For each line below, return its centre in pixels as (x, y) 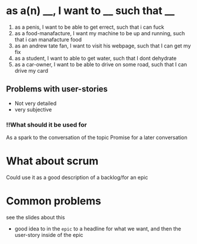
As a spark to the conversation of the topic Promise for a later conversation (97, 138)
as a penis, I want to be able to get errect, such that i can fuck (89, 27)
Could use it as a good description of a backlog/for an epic (77, 177)
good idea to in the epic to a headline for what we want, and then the (98, 228)
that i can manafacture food (48, 39)
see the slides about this (36, 217)
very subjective (33, 109)
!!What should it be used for (47, 124)
